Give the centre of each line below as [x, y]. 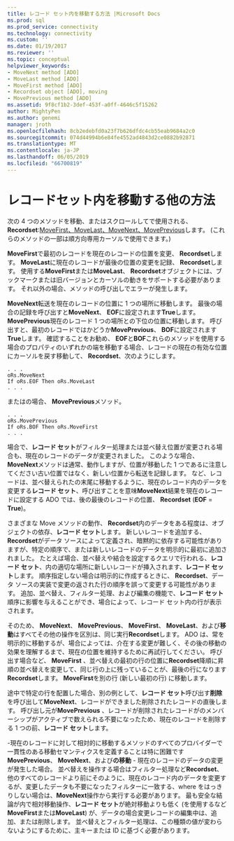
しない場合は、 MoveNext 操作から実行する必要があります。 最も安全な [115, 795]
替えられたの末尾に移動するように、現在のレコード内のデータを [136, 482]
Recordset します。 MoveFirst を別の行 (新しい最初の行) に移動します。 [109, 678]
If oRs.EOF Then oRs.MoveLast [51, 381]
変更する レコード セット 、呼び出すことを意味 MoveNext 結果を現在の [106, 490]
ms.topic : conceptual [39, 60]
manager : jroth [29, 124]
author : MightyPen [34, 111]
